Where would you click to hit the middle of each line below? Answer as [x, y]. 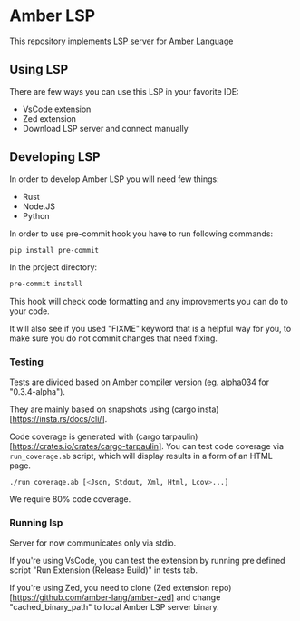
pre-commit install [46, 284]
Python [36, 215]
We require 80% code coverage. [70, 499]
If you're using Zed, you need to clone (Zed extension [110, 587]
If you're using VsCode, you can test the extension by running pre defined [147, 560]
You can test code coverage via [225, 446]
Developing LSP [55, 157]
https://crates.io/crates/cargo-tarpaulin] [87, 446]
